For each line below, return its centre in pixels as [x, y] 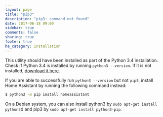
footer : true [19, 42]
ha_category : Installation [33, 46]
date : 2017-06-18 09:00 [30, 23]
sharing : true [20, 37]
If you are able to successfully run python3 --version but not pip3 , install [79, 80]
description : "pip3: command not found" [47, 19]
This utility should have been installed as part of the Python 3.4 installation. [81, 60]
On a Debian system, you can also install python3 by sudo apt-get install [81, 104]
